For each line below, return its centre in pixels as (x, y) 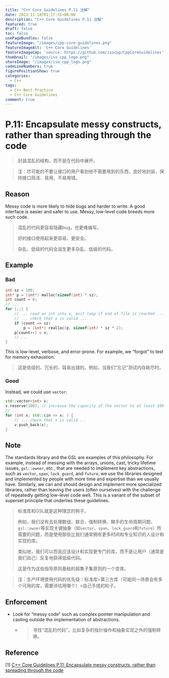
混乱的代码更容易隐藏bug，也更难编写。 (59, 228)
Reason (17, 194)
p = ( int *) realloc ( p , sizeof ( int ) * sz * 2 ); (73, 328)
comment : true (20, 99)
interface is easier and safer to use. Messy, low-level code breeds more (80, 212)
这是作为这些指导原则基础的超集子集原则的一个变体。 (73, 569)
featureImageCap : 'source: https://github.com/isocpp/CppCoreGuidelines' (85, 52)
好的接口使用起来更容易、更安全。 (53, 238)
